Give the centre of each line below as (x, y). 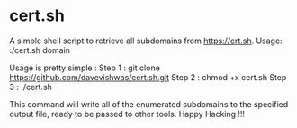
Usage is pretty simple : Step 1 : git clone (85, 68)
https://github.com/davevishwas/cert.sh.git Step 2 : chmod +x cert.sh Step (148, 77)
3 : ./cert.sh (31, 87)
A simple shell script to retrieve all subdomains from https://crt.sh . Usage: (146, 41)
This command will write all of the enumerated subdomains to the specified (149, 104)
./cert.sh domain (40, 50)
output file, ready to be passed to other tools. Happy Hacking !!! (127, 114)
